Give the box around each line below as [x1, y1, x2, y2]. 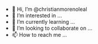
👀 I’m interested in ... [11, 12, 62, 19]
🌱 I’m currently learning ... [11, 18, 75, 25]
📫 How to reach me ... [11, 32, 67, 38]
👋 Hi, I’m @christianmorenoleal [11, 6, 87, 12]
